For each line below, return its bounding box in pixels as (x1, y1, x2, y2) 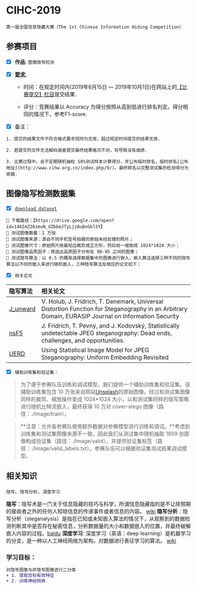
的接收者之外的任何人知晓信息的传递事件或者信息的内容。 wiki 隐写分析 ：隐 (6, 507, 188, 515)
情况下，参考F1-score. (33, 110, 88, 118)
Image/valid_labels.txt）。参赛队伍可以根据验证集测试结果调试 (34, 445, 182, 452)
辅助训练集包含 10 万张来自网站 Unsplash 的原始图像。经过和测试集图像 (20, 388, 191, 395)
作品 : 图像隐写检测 (14, 58, 55, 65)
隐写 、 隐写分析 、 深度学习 (6, 488, 60, 495)
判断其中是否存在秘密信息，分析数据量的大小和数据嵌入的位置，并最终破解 (11, 522, 191, 530)
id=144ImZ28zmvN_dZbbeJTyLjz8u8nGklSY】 (6, 224, 106, 229)
